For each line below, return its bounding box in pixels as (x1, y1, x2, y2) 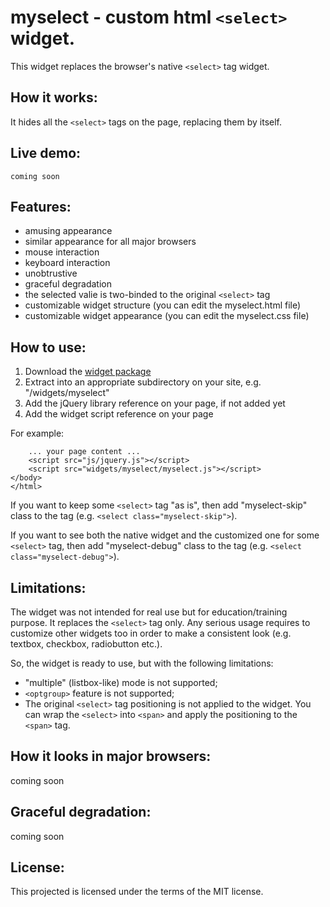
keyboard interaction (24, 257, 111, 269)
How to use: (10, 339, 87, 356)
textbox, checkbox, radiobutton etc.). (10, 638, 163, 650)
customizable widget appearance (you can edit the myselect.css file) (24, 310, 310, 322)
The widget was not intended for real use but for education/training (10, 606, 288, 618)
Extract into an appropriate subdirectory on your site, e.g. (24, 376, 262, 388)
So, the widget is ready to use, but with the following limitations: (10, 657, 274, 669)
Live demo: (10, 145, 82, 162)
